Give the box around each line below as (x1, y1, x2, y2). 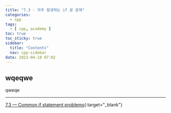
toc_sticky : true (5, 36, 42, 41)
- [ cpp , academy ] (10, 26, 51, 32)
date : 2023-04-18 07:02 (5, 54, 56, 60)
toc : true (5, 31, 26, 36)
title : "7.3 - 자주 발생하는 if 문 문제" (5, 7, 85, 13)
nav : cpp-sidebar (10, 50, 47, 55)
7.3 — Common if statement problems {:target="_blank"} (5, 102, 123, 108)
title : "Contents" (10, 45, 49, 50)
